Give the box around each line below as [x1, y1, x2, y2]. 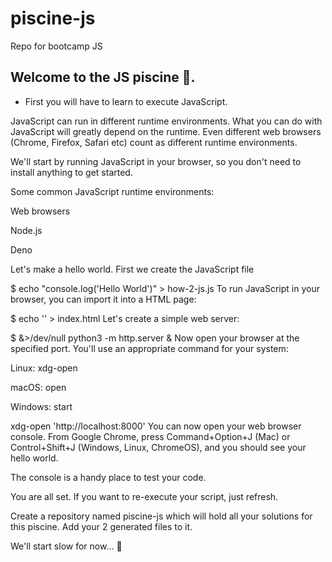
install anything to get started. [10, 166, 133, 178]
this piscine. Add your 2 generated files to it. [10, 520, 193, 532]
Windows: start [10, 400, 73, 412]
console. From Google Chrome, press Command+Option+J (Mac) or [10, 430, 291, 442]
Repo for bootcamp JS [10, 40, 103, 52]
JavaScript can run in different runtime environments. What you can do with [10, 115, 323, 127]
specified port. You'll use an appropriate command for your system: [10, 342, 289, 354]
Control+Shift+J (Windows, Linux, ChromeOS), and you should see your [10, 441, 307, 453]
